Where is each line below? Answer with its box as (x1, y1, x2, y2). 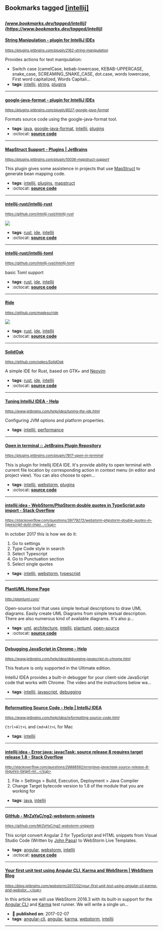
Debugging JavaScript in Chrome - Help (5, 646, 87, 652)
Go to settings (12, 540, 40, 546)
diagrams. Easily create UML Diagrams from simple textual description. (5, 610, 147, 616)
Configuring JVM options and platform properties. (5, 417, 105, 423)
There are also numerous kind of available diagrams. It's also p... (5, 616, 134, 622)
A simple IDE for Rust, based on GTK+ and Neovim (5, 368, 106, 374)
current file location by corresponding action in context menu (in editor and (5, 467, 155, 473)
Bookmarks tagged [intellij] (5, 4, 89, 12)
